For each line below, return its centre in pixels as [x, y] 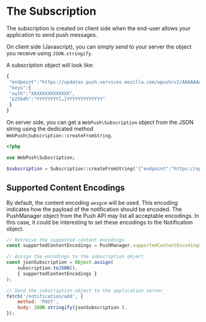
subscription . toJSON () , [48, 268]
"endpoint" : [24, 82]
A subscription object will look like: [50, 65]
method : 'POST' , [38, 302]
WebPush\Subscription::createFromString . [59, 136]
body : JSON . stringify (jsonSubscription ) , [72, 308]
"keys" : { [20, 88]
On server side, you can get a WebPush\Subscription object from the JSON [100, 122]
